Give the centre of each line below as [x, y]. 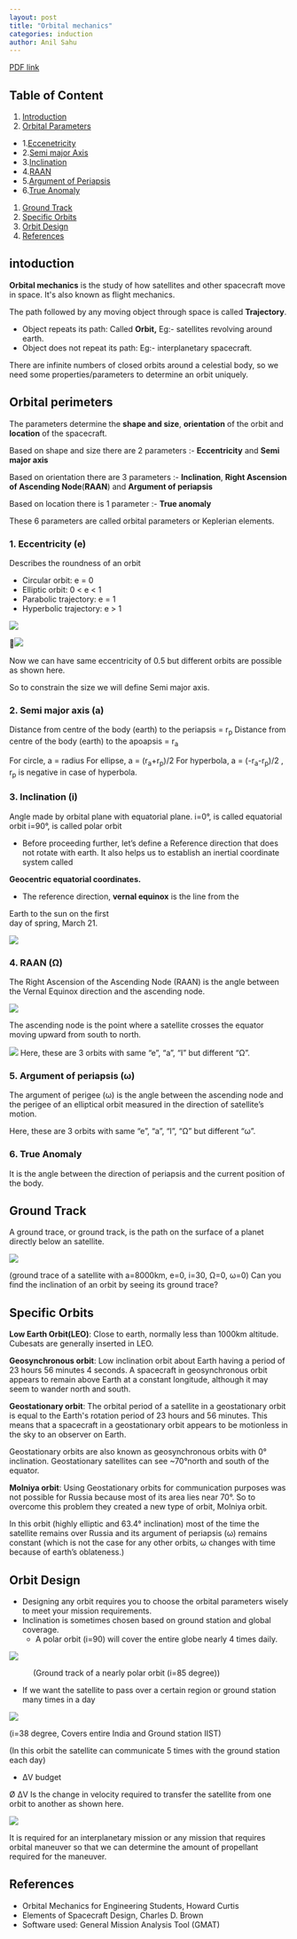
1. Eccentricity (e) [48, 544]
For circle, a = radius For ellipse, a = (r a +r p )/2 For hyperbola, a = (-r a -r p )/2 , [146, 761]
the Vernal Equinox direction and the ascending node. [107, 991]
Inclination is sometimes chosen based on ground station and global [147, 1620]
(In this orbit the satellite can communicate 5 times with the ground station [145, 1751]
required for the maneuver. [58, 1856]
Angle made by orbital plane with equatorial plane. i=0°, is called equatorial [146, 816]
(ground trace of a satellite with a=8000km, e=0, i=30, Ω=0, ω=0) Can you [145, 1275]
